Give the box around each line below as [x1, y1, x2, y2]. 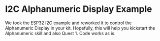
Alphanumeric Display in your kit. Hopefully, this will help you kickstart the [5, 25, 155, 31]
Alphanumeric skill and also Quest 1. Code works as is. [5, 30, 116, 36]
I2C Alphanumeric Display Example [5, 3, 152, 15]
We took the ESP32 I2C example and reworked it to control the [5, 20, 132, 26]
